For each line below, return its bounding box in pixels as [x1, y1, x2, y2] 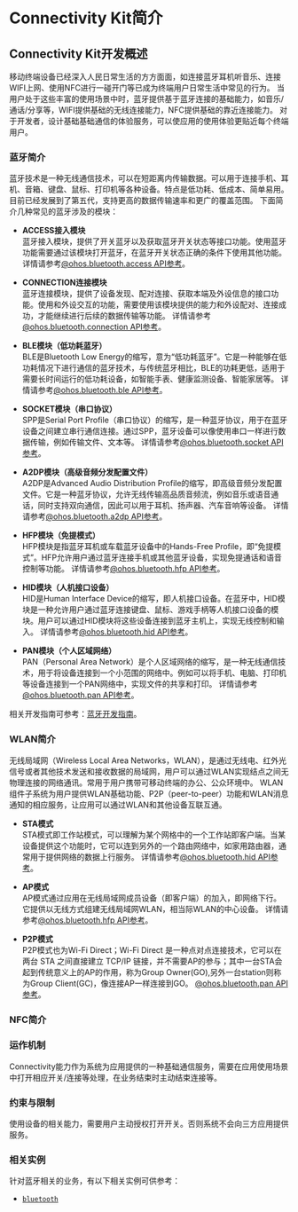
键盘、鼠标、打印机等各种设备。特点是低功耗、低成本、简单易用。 [47, 184, 289, 195]
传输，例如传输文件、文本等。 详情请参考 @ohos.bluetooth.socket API [29, 437, 284, 448]
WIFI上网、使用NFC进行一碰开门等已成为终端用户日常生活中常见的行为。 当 [9, 83, 286, 93]
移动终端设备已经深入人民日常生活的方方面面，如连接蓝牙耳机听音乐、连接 [9, 72, 281, 82]
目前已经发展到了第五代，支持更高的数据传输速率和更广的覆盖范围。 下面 [9, 195, 276, 206]
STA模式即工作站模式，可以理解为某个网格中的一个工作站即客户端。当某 [21, 829, 286, 839]
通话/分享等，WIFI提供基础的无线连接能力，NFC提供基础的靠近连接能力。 [9, 105, 278, 115]
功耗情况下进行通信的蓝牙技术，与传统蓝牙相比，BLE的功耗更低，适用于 [21, 363, 286, 374]
